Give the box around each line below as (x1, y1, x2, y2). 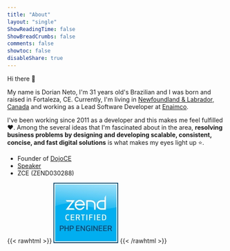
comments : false (7, 40, 54, 48)
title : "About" (7, 11, 51, 18)
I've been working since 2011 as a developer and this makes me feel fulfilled (7, 116, 223, 124)
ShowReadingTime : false (7, 26, 76, 32)
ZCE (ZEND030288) (17, 169, 75, 177)
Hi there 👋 (7, 74, 36, 83)
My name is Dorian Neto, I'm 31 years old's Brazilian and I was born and (7, 88, 211, 96)
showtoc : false (7, 48, 51, 54)
